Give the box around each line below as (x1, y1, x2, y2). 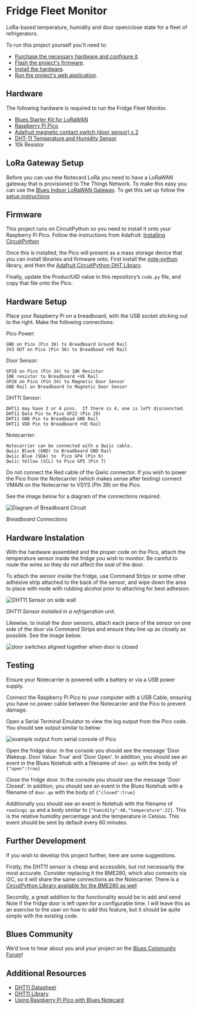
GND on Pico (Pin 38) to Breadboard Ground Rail (6, 341, 128, 348)
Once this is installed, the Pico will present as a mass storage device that (6, 249, 182, 256)
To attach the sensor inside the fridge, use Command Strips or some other (6, 573, 186, 579)
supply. (6, 682, 24, 689)
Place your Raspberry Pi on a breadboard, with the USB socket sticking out (6, 312, 188, 319)
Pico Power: (6, 330, 35, 337)
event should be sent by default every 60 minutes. (6, 819, 128, 826)
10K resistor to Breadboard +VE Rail (6, 374, 99, 380)
